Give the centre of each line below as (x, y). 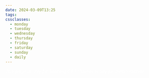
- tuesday (20, 29)
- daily (18, 57)
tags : (11, 15)
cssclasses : (18, 19)
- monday (19, 24)
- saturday (21, 48)
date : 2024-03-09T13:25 (31, 10)
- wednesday (23, 33)
